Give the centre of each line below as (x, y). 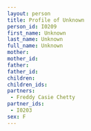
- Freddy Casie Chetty (43, 98)
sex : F (17, 116)
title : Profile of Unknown (46, 20)
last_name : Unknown (35, 40)
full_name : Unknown (35, 46)
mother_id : (23, 59)
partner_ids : (26, 104)
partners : (21, 91)
